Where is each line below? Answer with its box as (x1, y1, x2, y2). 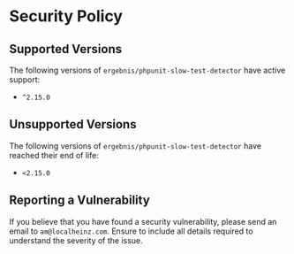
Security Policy (9, 6, 124, 27)
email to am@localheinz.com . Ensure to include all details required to (9, 226, 253, 236)
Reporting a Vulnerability (9, 193, 150, 208)
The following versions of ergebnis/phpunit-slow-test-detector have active (9, 65, 286, 75)
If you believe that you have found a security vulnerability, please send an (9, 216, 277, 227)
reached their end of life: (9, 150, 99, 160)
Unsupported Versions (9, 117, 137, 132)
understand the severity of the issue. (9, 235, 143, 245)
